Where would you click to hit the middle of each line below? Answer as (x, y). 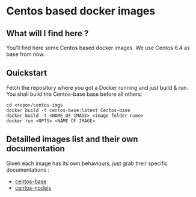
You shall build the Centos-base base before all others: (74, 94)
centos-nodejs (33, 187)
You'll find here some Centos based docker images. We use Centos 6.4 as (98, 48)
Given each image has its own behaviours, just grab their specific (87, 163)
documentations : (28, 169)
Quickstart (27, 73)
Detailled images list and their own (72, 139)
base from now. (26, 54)
